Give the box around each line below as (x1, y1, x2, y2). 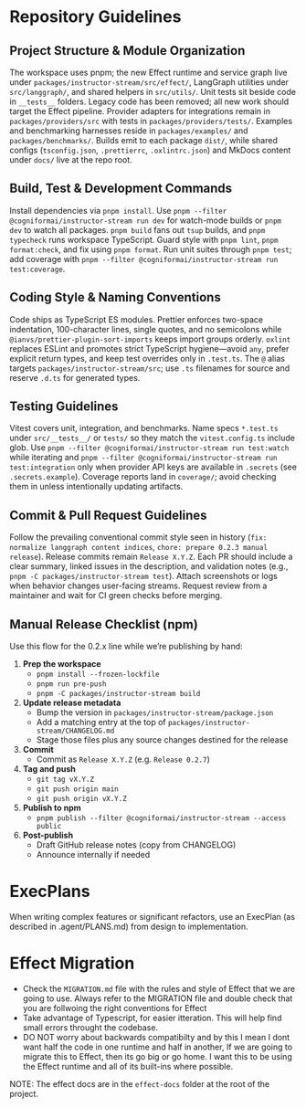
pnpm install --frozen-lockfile (36, 670, 160, 680)
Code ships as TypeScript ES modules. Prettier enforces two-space (9, 313, 263, 325)
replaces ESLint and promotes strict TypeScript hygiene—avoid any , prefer (9, 343, 290, 354)
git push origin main (36, 785, 119, 794)
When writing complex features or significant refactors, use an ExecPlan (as (9, 912, 295, 922)
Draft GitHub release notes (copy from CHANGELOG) (36, 839, 237, 850)
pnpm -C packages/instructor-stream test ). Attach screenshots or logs (9, 571, 279, 582)
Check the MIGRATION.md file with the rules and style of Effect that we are (22, 983, 295, 994)
